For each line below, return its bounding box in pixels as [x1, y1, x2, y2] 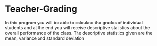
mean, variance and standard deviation [5, 35, 85, 41]
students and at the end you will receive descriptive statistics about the [5, 24, 150, 30]
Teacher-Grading [5, 3, 78, 15]
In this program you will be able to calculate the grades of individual [5, 20, 143, 25]
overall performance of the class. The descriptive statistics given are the [5, 30, 153, 36]
